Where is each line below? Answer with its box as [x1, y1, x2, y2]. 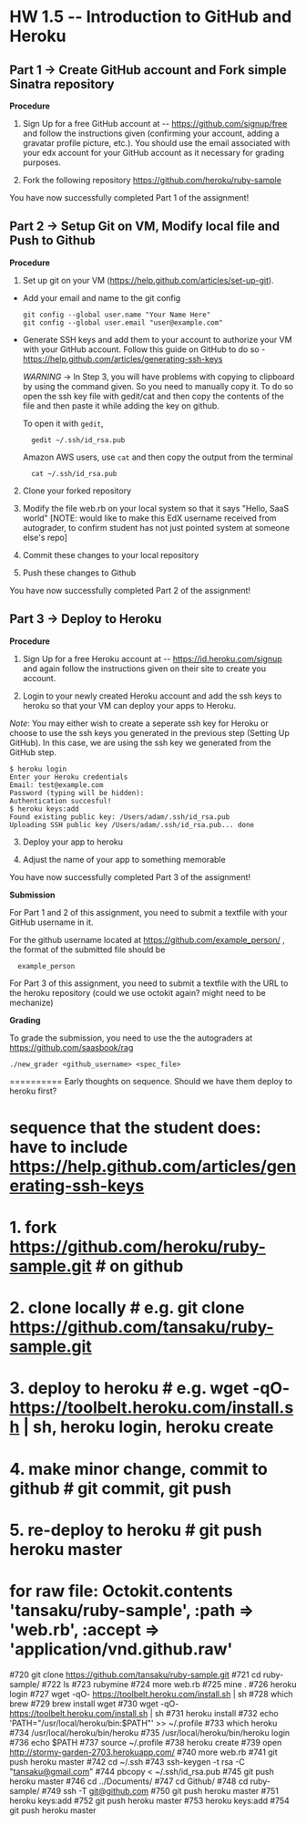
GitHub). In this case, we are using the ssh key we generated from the [9, 737, 271, 748]
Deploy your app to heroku [22, 836, 123, 847]
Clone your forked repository [22, 485, 132, 496]
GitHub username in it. [9, 917, 94, 928]
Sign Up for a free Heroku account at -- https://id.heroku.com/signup [22, 653, 282, 664]
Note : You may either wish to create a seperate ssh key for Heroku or [9, 718, 269, 729]
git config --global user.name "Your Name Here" [22, 310, 211, 319]
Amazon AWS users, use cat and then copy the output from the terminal [22, 451, 293, 462]
